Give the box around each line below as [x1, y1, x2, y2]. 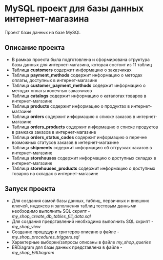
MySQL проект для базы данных [4, 3, 144, 14]
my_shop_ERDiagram [11, 249, 55, 255]
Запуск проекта [4, 185, 56, 193]
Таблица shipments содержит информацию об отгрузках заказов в [11, 144, 152, 150]
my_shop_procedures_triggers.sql [11, 234, 80, 240]
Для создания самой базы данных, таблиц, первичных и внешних [11, 198, 149, 203]
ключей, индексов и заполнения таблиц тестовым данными [11, 203, 137, 209]
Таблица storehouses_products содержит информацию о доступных [11, 165, 156, 171]
